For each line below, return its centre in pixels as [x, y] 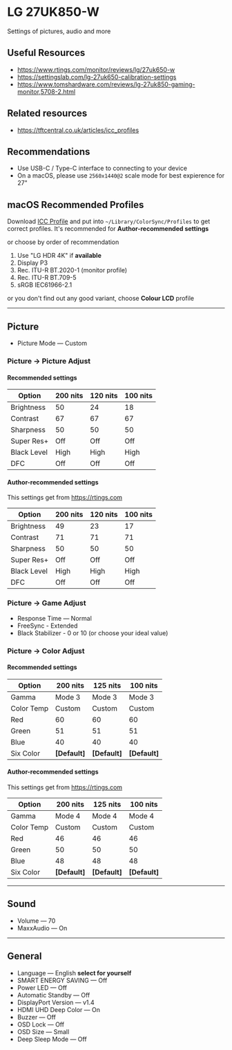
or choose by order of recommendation [63, 242]
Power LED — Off [42, 987]
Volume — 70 [36, 921]
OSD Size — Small [43, 1031]
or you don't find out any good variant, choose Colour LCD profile [101, 299]
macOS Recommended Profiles [76, 205]
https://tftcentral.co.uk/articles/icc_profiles [78, 130]
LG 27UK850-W [54, 12]
